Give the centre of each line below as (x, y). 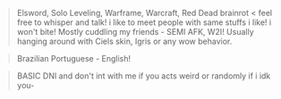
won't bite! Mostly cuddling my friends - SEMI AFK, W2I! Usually (135, 32)
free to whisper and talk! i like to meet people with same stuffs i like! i (144, 22)
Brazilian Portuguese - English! (74, 58)
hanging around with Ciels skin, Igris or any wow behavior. (124, 41)
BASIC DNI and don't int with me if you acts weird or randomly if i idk (144, 76)
